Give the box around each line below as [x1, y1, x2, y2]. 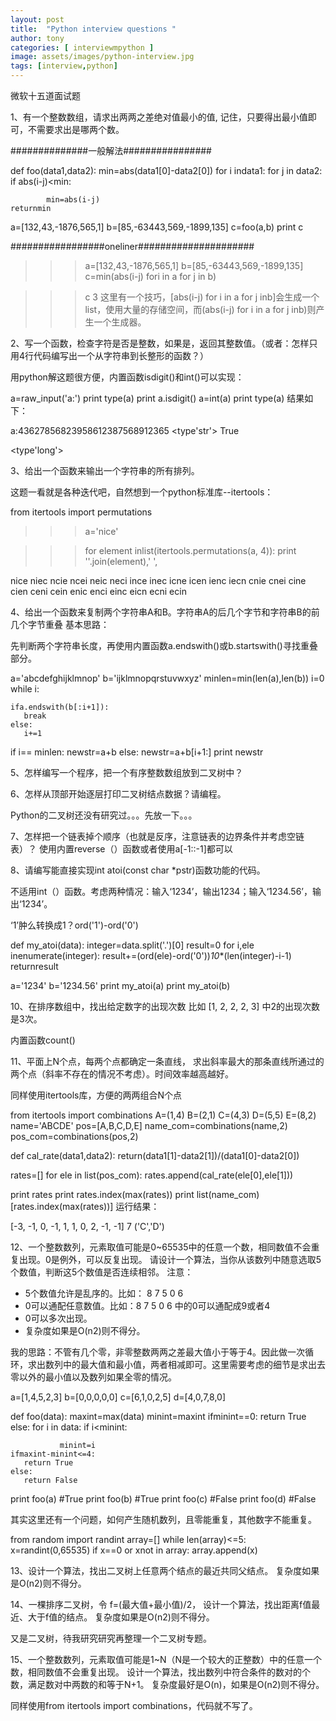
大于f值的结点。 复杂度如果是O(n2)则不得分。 [27, 1611, 215, 1623]
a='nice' [84, 526, 119, 537]
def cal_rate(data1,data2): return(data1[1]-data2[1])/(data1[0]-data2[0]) [10, 1150, 300, 1161]
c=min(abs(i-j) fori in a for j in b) [84, 271, 217, 282]
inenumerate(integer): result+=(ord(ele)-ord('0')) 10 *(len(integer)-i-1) [10, 950, 292, 961]
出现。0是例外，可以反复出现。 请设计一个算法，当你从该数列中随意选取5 [18, 1254, 322, 1265]
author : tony [10, 33, 65, 43]
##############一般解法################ [10, 145, 212, 156]
